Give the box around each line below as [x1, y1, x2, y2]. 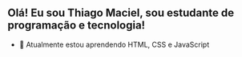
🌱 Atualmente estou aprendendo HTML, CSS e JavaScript [18, 40, 210, 49]
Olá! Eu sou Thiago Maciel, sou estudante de [7, 6, 235, 20]
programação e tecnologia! [7, 19, 146, 32]
